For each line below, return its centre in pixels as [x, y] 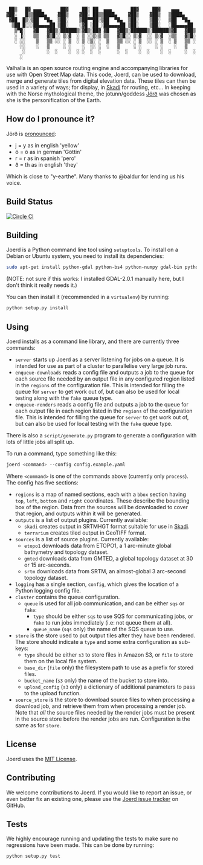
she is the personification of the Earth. [54, 100]
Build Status [30, 202]
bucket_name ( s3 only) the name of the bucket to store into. [96, 680]
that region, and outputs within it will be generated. [78, 513]
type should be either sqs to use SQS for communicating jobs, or [113, 616]
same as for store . [38, 725]
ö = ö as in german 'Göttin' [48, 152]
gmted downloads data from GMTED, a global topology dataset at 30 [108, 558]
